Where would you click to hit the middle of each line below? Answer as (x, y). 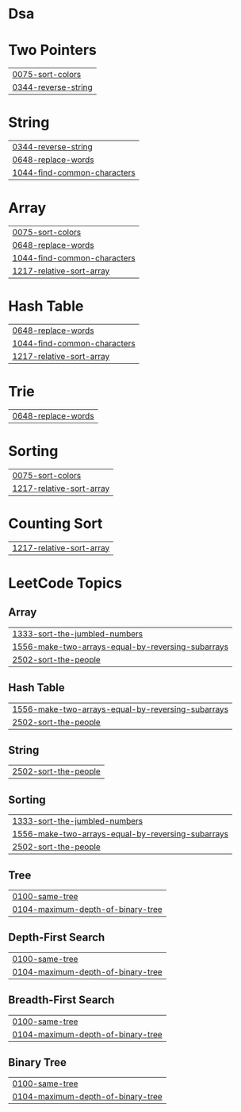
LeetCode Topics (65, 583)
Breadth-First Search (61, 1000)
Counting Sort (55, 523)
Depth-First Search (57, 938)
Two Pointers (53, 50)
